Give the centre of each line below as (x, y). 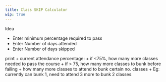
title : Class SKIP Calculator (36, 10)
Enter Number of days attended (44, 43)
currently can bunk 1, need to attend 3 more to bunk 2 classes (68, 74)
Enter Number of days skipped (44, 49)
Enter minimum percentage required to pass (57, 38)
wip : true (15, 14)
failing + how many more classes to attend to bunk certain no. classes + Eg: (83, 69)
